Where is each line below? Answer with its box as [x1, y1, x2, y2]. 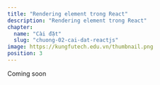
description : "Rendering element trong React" [7, 17, 147, 24]
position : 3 [7, 50, 42, 57]
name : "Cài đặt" [13, 30, 62, 38]
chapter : [7, 23, 33, 30]
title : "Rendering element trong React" [7, 10, 129, 18]
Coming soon [7, 69, 47, 78]
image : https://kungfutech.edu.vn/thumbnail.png [7, 43, 154, 50]
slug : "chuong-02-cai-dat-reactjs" [13, 37, 119, 44]
